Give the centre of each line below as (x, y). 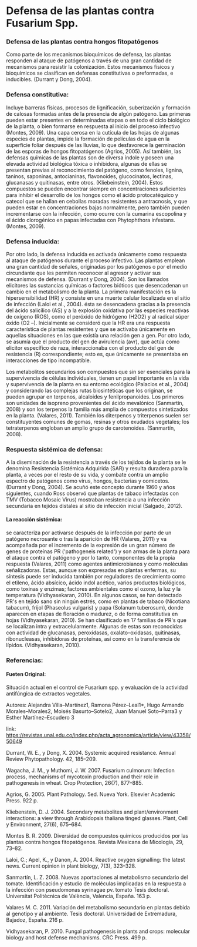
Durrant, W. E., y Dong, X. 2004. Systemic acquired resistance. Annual (91, 752)
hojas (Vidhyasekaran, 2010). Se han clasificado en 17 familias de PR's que (96, 620)
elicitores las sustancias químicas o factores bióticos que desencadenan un (97, 286)
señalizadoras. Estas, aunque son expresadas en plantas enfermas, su (91, 570)
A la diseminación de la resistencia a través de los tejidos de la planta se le (96, 462)
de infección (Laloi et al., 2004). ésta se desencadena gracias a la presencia (98, 304)
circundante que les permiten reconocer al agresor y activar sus (84, 273)
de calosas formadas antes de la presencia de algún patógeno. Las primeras (98, 113)
